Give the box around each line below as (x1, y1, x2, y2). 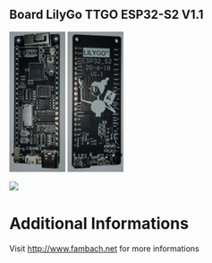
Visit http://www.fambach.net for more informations (9, 242, 199, 254)
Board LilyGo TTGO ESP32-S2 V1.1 (9, 7, 204, 22)
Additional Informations (9, 214, 190, 233)
